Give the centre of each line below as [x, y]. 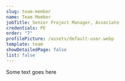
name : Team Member [28, 17]
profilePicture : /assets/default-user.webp [60, 39]
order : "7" [19, 33]
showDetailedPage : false [36, 50]
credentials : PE [26, 28]
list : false [21, 55]
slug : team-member [28, 11]
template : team [25, 45]
